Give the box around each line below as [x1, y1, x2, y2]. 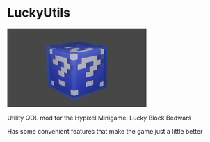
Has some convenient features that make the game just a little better [7, 127, 203, 135]
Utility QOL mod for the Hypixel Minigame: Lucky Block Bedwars [7, 113, 192, 122]
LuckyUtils [7, 5, 71, 21]
